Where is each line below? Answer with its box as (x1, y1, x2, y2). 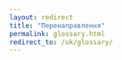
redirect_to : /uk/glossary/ (9, 37, 114, 47)
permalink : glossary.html (9, 29, 105, 38)
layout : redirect (9, 12, 74, 22)
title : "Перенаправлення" (9, 21, 105, 30)
